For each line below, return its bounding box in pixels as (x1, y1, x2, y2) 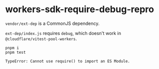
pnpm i (5, 45, 19, 50)
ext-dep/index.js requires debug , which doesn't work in (5, 30, 122, 36)
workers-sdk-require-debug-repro (5, 4, 154, 15)
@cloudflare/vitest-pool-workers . (5, 36, 77, 42)
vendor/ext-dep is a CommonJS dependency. (5, 20, 100, 26)
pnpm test (5, 50, 26, 55)
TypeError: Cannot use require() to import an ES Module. (5, 58, 130, 64)
